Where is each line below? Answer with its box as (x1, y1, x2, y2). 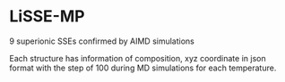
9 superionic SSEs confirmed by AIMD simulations (9, 36, 194, 46)
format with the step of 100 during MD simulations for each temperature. (9, 62, 277, 73)
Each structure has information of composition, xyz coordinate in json (9, 53, 266, 63)
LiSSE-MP (9, 6, 85, 27)
